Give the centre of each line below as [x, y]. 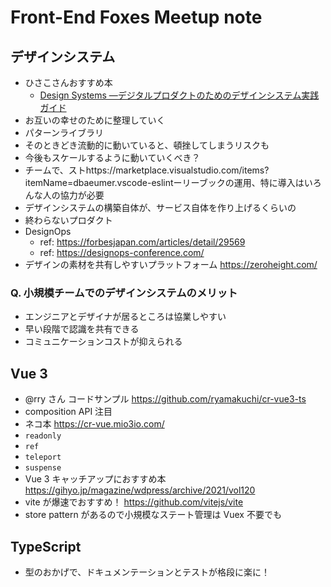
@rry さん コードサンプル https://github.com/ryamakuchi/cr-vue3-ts [165, 399]
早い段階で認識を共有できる [82, 329]
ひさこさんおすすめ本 [68, 82]
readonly [43, 436]
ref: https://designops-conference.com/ [122, 252]
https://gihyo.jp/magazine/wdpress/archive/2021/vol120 [140, 490]
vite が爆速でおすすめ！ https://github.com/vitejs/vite [134, 502]
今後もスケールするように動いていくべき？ [112, 157]
